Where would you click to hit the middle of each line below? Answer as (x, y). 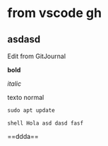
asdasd (24, 39)
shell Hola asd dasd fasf (45, 123)
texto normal (26, 97)
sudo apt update (31, 111)
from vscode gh (55, 13)
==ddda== (23, 136)
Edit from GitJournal (36, 56)
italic (14, 84)
